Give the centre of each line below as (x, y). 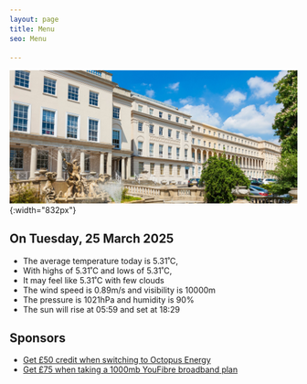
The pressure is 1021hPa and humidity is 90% (108, 299)
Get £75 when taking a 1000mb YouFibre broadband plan (130, 369)
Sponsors (37, 338)
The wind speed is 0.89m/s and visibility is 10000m (119, 290)
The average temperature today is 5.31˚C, (101, 261)
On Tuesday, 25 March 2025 (92, 239)
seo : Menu (28, 38)
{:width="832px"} (43, 209)
